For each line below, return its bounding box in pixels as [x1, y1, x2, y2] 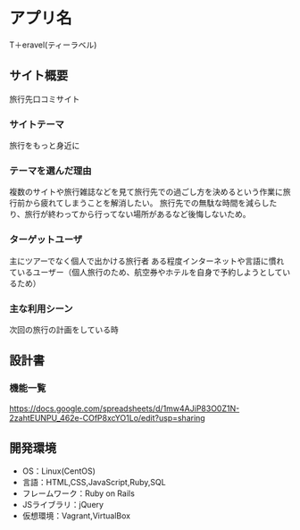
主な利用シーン [9, 302, 73, 315]
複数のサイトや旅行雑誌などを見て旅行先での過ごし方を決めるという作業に [9, 187, 283, 198]
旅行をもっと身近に [9, 140, 80, 151]
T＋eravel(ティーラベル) [9, 39, 97, 50]
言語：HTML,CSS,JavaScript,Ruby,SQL [21, 477, 167, 488]
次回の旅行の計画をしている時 [9, 324, 119, 335]
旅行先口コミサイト [9, 93, 80, 104]
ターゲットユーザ [9, 233, 83, 246]
